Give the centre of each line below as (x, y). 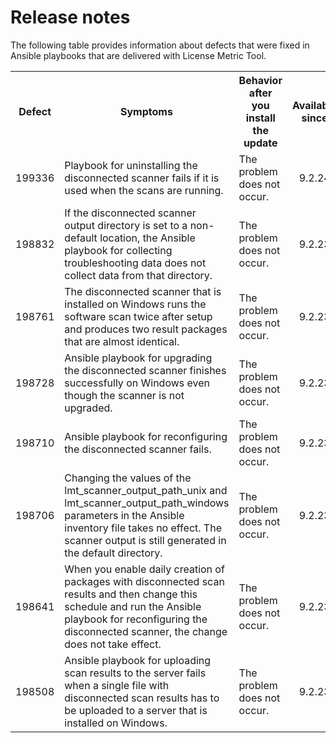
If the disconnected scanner (130, 213)
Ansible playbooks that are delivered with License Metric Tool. (138, 55)
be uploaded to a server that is (136, 710)
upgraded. (88, 408)
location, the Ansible (147, 238)
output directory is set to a (126, 225)
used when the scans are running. (144, 190)
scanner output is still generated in (145, 540)
